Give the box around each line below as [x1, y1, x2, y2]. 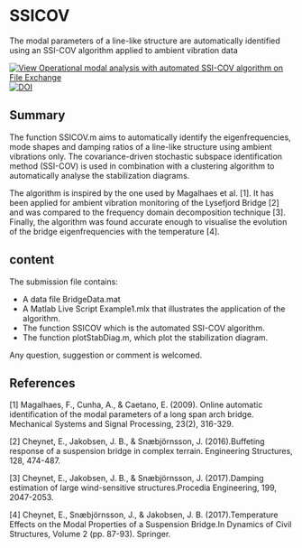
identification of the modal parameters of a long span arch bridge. [9, 409, 254, 420]
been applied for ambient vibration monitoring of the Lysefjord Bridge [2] [9, 197, 279, 208]
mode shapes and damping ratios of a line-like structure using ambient [9, 141, 272, 152]
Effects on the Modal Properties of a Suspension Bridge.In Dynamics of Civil [9, 519, 292, 530]
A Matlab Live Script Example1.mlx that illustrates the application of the [22, 303, 286, 314]
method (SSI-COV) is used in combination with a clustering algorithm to [9, 160, 275, 172]
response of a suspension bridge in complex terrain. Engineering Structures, [9, 446, 293, 457]
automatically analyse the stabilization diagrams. [9, 170, 190, 181]
